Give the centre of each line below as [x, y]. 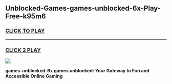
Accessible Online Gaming [34, 76]
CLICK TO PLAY [25, 31]
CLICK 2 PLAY [23, 50]
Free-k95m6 [26, 17]
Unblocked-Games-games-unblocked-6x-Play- [83, 8]
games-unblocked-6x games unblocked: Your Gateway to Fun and [77, 70]
